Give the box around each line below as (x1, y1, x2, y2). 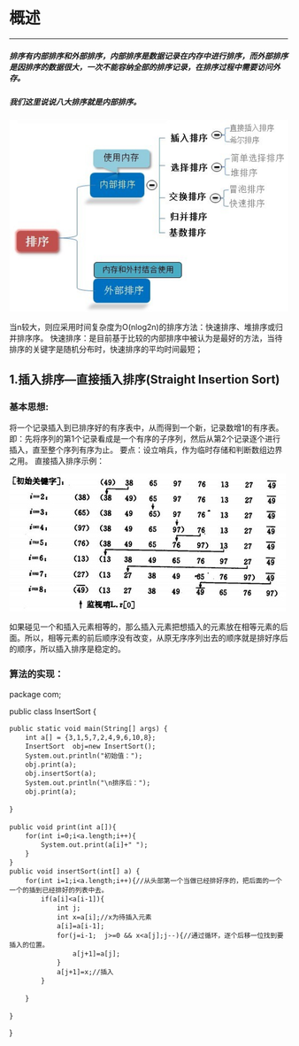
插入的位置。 (9, 940, 50, 950)
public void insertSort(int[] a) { (9, 866, 141, 876)
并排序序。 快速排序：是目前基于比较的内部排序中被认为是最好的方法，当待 (9, 333, 283, 343)
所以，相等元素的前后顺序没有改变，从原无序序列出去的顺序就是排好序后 (24, 633, 288, 643)
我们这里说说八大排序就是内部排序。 (9, 96, 142, 107)
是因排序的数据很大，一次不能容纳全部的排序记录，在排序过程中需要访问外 (9, 61, 280, 72)
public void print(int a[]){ (9, 822, 117, 832)
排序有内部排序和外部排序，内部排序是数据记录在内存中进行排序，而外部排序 (9, 50, 288, 61)
